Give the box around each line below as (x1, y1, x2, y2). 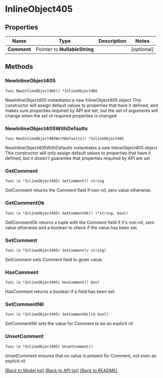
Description (98, 38, 127, 44)
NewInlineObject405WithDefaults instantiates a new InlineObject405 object (5, 145, 158, 150)
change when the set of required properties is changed (5, 113, 117, 118)
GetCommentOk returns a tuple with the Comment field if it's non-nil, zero (5, 219, 155, 225)
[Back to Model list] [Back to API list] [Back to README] (5, 367, 118, 373)
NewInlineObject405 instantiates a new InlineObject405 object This (5, 97, 141, 103)
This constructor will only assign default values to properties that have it (5, 150, 151, 156)
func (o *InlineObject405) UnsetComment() (5, 344, 93, 349)
